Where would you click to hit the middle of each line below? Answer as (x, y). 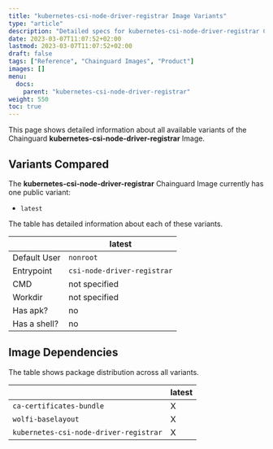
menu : (17, 76)
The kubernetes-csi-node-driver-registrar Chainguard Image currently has (136, 183)
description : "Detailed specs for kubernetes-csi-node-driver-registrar (134, 31)
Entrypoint (32, 271)
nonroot (83, 257)
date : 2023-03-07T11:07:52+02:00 (65, 39)
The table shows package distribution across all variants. (104, 372)
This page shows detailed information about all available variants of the (128, 130)
